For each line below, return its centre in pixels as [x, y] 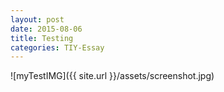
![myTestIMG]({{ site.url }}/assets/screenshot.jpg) [112, 76]
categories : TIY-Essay [57, 47]
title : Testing [42, 38]
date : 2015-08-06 [46, 29]
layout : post [37, 19]
